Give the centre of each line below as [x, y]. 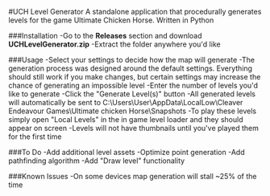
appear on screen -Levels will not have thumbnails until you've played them [134, 128]
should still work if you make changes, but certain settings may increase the [135, 77]
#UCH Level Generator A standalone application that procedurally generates [135, 12]
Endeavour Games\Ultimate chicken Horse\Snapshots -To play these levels [132, 111]
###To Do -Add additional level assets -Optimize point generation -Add [127, 152]
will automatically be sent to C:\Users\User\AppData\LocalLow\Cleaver [126, 102]
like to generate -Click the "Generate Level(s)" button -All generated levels [132, 94]
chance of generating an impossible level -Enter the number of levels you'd [133, 85]
